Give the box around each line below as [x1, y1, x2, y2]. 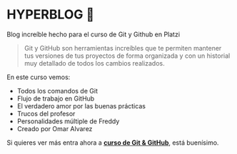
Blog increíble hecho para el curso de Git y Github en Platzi [6, 30, 180, 38]
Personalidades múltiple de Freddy [16, 117, 120, 125]
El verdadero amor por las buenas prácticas [16, 101, 146, 110]
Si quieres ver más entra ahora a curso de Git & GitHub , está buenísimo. [6, 138, 219, 147]
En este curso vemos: [6, 73, 71, 81]
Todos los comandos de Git [16, 86, 98, 95]
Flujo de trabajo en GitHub [16, 94, 95, 103]
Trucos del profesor [16, 109, 76, 118]
